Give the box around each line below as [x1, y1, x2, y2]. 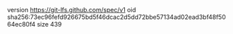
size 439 [37, 20, 62, 28]
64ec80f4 [7, 20, 36, 28]
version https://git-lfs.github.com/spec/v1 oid [7, 6, 137, 14]
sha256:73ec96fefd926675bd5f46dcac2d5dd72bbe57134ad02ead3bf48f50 [7, 13, 226, 21]
